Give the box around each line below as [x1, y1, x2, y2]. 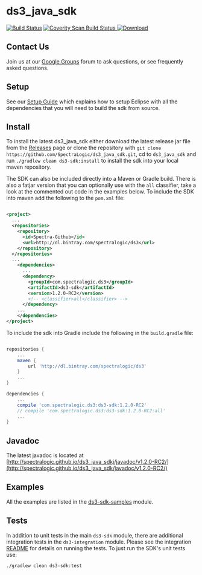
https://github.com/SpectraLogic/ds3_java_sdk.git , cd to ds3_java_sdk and [6, 151, 197, 158]
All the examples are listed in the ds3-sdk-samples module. [6, 498, 154, 505]
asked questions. [6, 64, 49, 71]
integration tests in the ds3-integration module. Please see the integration [6, 538, 192, 545]
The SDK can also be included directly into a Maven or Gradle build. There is [6, 175, 196, 183]
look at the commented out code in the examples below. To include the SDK [6, 188, 194, 195]
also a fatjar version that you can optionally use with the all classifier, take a [6, 181, 197, 189]
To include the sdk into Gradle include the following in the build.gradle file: [6, 329, 194, 336]
